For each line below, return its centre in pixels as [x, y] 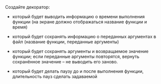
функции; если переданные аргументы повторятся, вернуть [76, 56]
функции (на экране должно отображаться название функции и [80, 22]
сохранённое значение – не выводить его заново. [65, 62]
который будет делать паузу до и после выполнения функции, [78, 71]
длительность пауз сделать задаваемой [55, 76]
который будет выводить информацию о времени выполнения [78, 16]
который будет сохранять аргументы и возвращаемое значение [80, 51]
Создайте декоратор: [28, 7]
